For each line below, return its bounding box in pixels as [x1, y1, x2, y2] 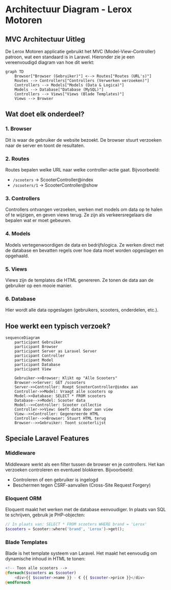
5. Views [5, 265, 27, 272]
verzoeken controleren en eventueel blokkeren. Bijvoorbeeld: [5, 467, 134, 473]
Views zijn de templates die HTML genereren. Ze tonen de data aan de [5, 277, 154, 283]
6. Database [5, 295, 36, 302]
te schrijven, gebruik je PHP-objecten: [5, 512, 85, 518]
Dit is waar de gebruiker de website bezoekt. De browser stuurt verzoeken [5, 137, 162, 143]
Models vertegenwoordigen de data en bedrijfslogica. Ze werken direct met [5, 242, 164, 248]
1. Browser [5, 125, 32, 133]
